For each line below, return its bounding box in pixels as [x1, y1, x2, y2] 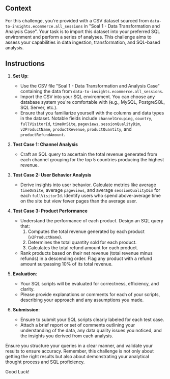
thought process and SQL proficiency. [5, 359, 85, 365]
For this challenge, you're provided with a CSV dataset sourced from [5, 17, 149, 23]
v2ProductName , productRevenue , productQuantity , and [20, 126, 132, 132]
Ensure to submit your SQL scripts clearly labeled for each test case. [20, 316, 164, 323]
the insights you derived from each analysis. [20, 333, 114, 339]
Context [5, 4, 32, 13]
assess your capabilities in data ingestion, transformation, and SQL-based [5, 39, 160, 45]
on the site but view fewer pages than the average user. [20, 198, 137, 204]
